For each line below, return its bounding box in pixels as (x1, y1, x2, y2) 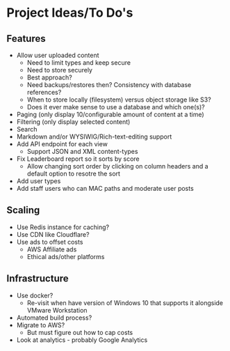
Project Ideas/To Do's (6, 5, 133, 21)
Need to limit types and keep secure (26, 58, 131, 67)
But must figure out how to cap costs (26, 328, 133, 336)
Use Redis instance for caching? (16, 223, 109, 231)
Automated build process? (16, 313, 92, 322)
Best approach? (26, 73, 72, 81)
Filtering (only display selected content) (16, 118, 131, 126)
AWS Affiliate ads (26, 245, 77, 253)
